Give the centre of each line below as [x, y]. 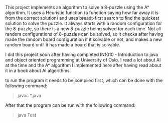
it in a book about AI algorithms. [38, 71]
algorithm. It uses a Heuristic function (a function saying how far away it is [82, 13]
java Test [27, 115]
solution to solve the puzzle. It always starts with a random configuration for [83, 23]
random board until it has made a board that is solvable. [63, 45]
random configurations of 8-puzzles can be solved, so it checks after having [84, 34]
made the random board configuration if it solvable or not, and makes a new [83, 39]
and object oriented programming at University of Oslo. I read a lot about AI [83, 60]
